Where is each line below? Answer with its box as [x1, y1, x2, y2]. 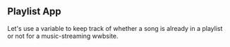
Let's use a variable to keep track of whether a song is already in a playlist [7, 24, 223, 32]
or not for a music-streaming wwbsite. [7, 32, 119, 40]
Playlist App [7, 6, 61, 18]
